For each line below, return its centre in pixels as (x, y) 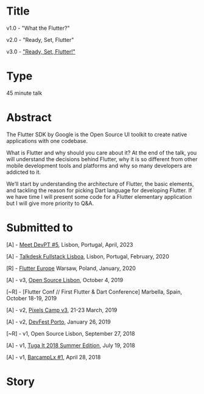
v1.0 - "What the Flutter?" (38, 28)
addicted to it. (24, 172)
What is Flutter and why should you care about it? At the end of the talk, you (101, 153)
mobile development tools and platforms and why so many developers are (99, 165)
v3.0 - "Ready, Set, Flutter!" (41, 51)
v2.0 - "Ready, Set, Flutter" (40, 40)
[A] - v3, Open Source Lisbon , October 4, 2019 (65, 280)
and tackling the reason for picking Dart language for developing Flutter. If (99, 190)
